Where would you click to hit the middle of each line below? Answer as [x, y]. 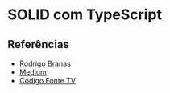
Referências [39, 44]
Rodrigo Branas [45, 63]
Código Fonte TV [47, 81]
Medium [33, 72]
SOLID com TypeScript [85, 15]
